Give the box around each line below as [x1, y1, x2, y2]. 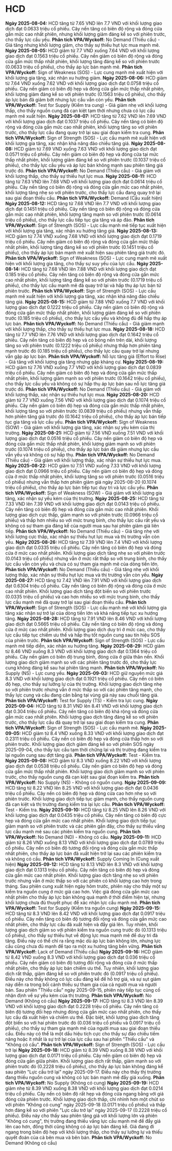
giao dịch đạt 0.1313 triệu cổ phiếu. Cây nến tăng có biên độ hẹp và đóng [5, 867, 160, 873]
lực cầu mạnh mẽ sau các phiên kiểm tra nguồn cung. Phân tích [5, 828, 141, 834]
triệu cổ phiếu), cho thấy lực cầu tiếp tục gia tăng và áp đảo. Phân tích [5, 216, 155, 223]
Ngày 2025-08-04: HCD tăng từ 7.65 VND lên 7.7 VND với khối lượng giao [5, 20, 163, 26]
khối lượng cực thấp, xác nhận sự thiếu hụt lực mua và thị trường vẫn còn [5, 533, 160, 540]
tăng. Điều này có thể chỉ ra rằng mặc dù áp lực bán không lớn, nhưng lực [5, 938, 161, 944]
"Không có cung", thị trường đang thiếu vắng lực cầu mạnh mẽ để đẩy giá [5, 1118, 161, 1124]
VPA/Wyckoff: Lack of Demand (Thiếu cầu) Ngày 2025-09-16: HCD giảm [5, 948, 163, 955]
